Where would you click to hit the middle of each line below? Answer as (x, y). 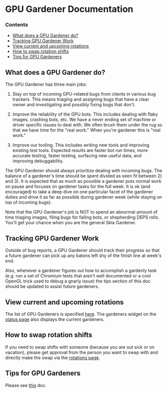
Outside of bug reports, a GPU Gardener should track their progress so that (83, 251)
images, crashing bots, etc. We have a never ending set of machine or (84, 120)
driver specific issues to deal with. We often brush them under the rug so (87, 125)
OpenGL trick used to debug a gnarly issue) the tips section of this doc (78, 281)
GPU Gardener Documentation (69, 9)
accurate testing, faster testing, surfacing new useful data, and (77, 156)
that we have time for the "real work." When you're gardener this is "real (86, 130)
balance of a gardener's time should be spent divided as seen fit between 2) (83, 176)
